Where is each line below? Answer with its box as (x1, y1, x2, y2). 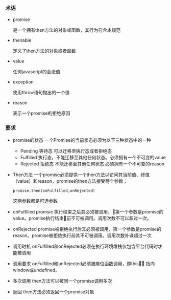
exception (12, 79, 34, 85)
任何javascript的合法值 (12, 69, 60, 75)
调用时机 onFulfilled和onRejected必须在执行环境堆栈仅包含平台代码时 (12, 243, 158, 249)
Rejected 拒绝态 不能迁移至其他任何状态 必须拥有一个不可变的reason (20, 160, 165, 167)
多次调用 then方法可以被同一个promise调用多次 (12, 277, 112, 284)
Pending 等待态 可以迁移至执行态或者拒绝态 (20, 147, 112, 154)
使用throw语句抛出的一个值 (12, 90, 70, 96)
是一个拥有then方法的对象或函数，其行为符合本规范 (12, 27, 121, 33)
